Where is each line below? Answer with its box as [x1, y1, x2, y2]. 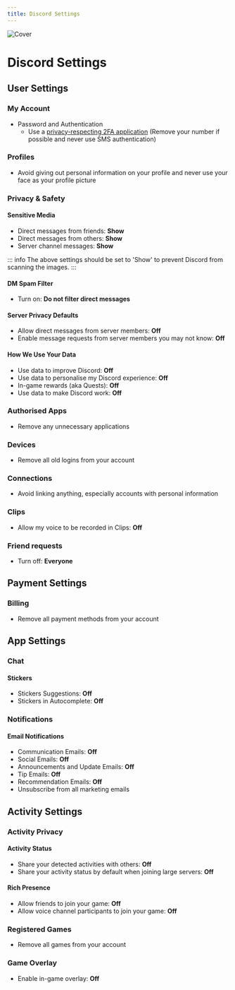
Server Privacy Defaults [7, 311, 79, 319]
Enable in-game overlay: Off [17, 974, 100, 982]
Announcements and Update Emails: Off [17, 763, 135, 771]
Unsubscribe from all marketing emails [17, 785, 130, 794]
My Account [7, 104, 51, 114]
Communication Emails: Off [17, 748, 97, 756]
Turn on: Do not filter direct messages [17, 294, 130, 304]
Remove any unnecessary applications [17, 422, 130, 431]
